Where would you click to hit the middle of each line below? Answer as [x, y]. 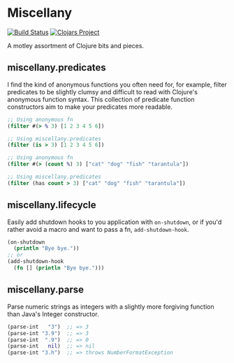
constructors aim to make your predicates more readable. [90, 107]
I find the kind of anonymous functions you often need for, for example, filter [117, 84]
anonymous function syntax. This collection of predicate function [101, 99]
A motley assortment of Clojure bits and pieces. [76, 45]
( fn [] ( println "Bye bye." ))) [59, 268]
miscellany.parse [46, 290]
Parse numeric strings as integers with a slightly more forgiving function [111, 306]
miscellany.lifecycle [52, 205]
